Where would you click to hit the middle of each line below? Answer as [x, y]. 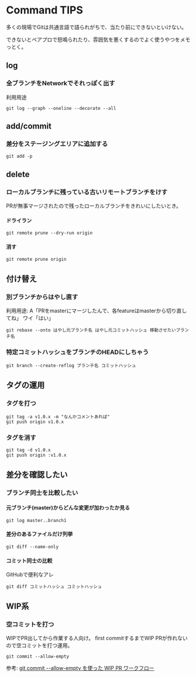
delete [18, 174]
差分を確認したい [37, 474]
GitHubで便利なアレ [30, 575]
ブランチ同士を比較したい [42, 493]
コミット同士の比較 [29, 560]
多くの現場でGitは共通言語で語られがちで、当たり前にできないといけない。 [97, 27]
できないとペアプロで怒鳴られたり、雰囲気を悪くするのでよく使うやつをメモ [98, 39]
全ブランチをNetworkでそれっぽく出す [61, 84]
